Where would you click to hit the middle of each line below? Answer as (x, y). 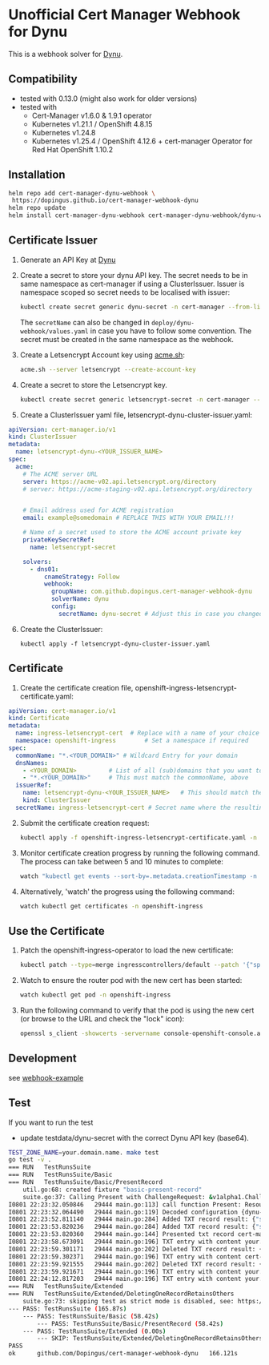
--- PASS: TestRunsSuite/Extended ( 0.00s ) (94, 1331)
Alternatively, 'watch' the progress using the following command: (127, 892)
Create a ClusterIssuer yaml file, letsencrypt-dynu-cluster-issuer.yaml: (136, 415)
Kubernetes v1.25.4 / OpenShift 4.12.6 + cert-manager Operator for (142, 141)
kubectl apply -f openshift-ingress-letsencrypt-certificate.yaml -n (139, 838)
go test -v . (30, 1160)
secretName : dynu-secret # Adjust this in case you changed (161, 614)
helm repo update (37, 208)
